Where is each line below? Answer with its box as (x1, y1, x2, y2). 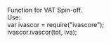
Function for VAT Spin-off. (7, 6, 83, 14)
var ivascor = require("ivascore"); (7, 21, 105, 28)
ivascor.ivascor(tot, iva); (7, 28, 77, 36)
